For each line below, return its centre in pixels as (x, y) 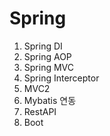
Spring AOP (47, 56)
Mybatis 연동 (50, 100)
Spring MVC (49, 67)
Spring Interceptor (61, 78)
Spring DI (43, 46)
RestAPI (40, 111)
